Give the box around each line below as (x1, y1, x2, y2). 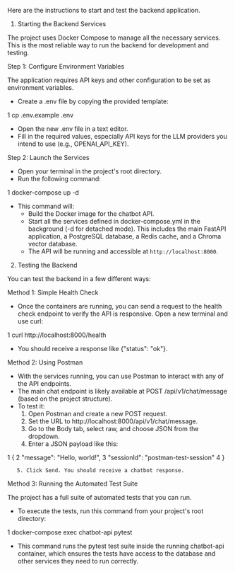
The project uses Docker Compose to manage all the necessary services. (7, 33, 221, 42)
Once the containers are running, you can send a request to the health (17, 302, 222, 310)
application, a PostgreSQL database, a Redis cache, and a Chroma (28, 232, 222, 240)
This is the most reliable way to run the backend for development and (7, 41, 210, 49)
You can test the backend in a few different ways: (7, 275, 151, 282)
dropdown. (28, 432, 60, 440)
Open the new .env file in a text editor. (17, 125, 128, 133)
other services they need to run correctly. (17, 557, 139, 565)
